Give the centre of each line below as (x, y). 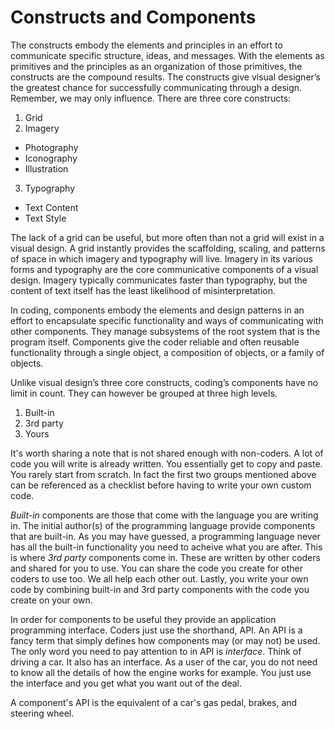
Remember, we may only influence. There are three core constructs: (151, 98)
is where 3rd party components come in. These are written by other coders (165, 557)
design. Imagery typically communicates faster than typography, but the (159, 280)
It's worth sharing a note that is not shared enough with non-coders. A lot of (167, 453)
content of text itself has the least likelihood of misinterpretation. (143, 290)
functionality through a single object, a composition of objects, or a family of (167, 352)
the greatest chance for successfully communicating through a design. (156, 87)
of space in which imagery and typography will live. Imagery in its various (161, 258)
